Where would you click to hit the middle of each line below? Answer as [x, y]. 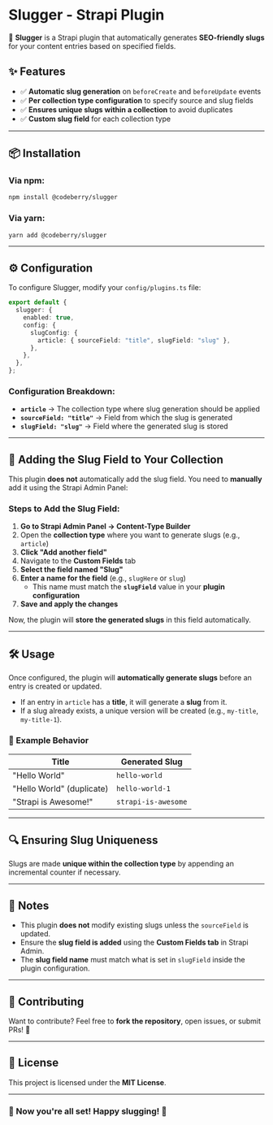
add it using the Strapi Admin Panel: [68, 488]
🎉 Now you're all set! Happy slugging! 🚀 [88, 1111]
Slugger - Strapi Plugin [87, 15]
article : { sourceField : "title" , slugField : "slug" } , [134, 340]
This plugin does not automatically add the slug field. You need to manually [135, 479]
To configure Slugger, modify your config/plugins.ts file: [105, 288]
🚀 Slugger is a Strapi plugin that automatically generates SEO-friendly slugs [136, 37]
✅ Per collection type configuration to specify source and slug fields [136, 100]
